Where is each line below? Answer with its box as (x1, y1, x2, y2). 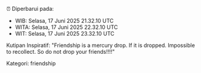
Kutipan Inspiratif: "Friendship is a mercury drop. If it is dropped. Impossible (6, 42, 196, 49)
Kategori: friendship (6, 60, 56, 67)
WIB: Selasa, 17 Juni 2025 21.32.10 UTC (15, 17, 114, 24)
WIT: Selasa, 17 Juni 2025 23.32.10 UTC (15, 30, 115, 37)
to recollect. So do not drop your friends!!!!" (6, 48, 115, 55)
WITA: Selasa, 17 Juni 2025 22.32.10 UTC (15, 24, 118, 31)
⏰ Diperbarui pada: (6, 5, 54, 12)
